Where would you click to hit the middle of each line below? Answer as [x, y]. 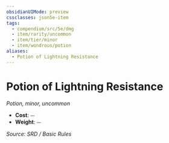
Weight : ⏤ [28, 122]
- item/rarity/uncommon [41, 34]
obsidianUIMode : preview [37, 12]
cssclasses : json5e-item [37, 17]
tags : [13, 23]
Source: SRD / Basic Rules [39, 134]
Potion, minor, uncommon [38, 103]
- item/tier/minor [35, 40]
